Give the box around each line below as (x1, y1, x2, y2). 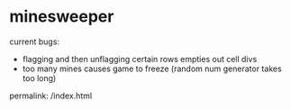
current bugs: (9, 36, 60, 47)
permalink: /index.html (9, 90, 93, 101)
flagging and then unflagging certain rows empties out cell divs (22, 53, 258, 64)
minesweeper (9, 6, 114, 27)
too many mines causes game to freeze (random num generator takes (22, 63, 282, 74)
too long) (22, 72, 57, 83)
